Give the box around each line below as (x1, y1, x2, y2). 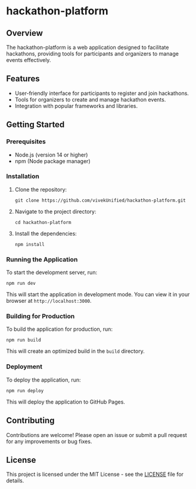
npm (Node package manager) (14, 157, 91, 165)
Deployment (6, 362, 43, 371)
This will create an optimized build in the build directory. (6, 347, 145, 355)
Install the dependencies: (14, 230, 77, 237)
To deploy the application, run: (6, 376, 82, 383)
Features (6, 73, 40, 84)
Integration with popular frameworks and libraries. (14, 102, 138, 109)
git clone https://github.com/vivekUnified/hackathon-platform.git (14, 197, 186, 204)
